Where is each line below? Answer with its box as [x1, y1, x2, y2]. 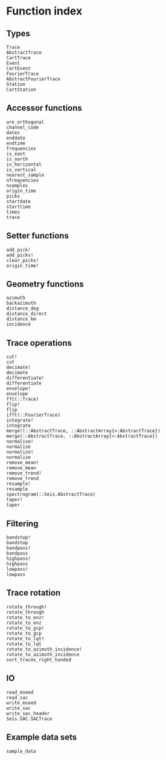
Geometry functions [6, 279, 84, 290]
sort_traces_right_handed [6, 657, 71, 663]
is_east [6, 151, 26, 157]
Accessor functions [6, 103, 83, 113]
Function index [6, 4, 83, 18]
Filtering [6, 518, 39, 528]
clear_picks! [6, 257, 39, 264]
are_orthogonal [6, 119, 45, 125]
